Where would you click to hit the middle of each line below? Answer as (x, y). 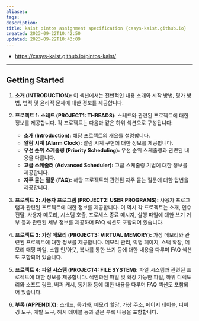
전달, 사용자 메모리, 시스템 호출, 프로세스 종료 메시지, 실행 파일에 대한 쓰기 (100, 215)
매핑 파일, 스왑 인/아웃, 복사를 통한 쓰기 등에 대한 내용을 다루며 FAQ (103, 249)
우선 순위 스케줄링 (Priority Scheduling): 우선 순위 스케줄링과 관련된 (103, 150)
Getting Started (35, 80)
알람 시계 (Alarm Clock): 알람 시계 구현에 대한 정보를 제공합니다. (98, 142)
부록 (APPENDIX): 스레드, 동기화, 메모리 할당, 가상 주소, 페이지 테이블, (96, 304)
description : (22, 23)
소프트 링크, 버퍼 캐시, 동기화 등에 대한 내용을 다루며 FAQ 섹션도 (99, 284)
